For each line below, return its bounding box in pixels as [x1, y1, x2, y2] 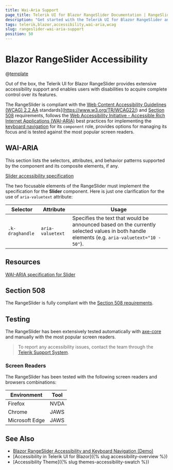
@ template [5, 70, 28, 77]
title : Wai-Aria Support [5, 7, 59, 13]
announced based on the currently [72, 221, 156, 228]
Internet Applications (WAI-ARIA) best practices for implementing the [5, 118, 152, 124]
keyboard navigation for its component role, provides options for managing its [5, 123, 167, 129]
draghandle [8, 230, 34, 237]
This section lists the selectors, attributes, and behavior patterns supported [5, 157, 165, 164]
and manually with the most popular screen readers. [5, 334, 116, 340]
